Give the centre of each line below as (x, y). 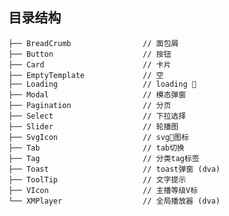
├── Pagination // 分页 (90, 105)
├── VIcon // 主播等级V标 (103, 190)
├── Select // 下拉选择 (97, 116)
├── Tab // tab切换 (96, 148)
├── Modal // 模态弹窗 (97, 94)
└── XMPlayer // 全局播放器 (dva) (114, 201)
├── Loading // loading (102, 84)
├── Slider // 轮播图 (93, 126)
